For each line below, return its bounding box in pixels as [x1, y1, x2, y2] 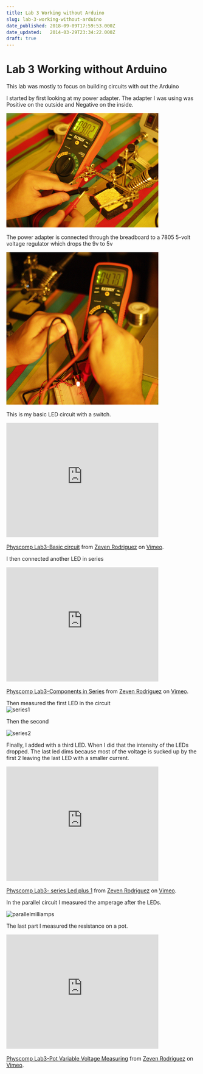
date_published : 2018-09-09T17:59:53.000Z [6, 23, 115, 29]
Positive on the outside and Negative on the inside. [6, 101, 134, 108]
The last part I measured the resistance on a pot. [6, 922, 128, 930]
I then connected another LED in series [6, 555, 104, 563]
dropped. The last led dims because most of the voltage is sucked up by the [6, 748, 197, 755]
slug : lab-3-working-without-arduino [6, 16, 102, 23]
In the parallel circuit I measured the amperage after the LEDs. [6, 899, 162, 906]
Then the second [6, 718, 49, 725]
